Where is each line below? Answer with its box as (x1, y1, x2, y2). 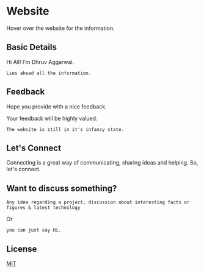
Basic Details (6, 42, 57, 52)
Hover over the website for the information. (6, 24, 115, 32)
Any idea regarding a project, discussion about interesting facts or (6, 199, 190, 205)
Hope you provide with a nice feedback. (6, 102, 107, 110)
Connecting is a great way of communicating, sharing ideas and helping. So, (6, 159, 199, 166)
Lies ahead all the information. (6, 70, 92, 76)
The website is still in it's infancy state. (6, 126, 124, 132)
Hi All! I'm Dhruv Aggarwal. (6, 58, 75, 65)
